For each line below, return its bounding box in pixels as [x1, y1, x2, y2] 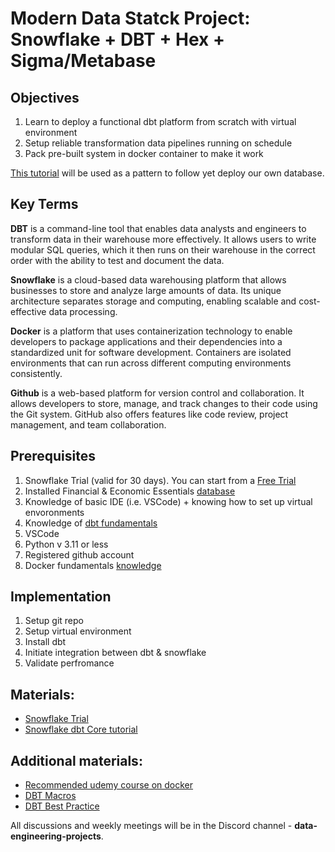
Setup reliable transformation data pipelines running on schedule [24, 137, 293, 149]
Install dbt [24, 636, 67, 648]
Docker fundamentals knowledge [24, 559, 162, 571]
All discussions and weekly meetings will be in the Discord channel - [10, 820, 293, 832]
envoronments [24, 506, 85, 518]
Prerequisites [10, 448, 96, 465]
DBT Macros [24, 790, 77, 802]
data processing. [48, 305, 118, 317]
